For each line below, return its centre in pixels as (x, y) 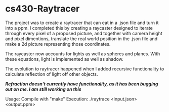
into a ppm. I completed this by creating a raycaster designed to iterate (79, 28)
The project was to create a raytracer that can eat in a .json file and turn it (82, 23)
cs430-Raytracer (43, 9)
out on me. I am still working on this (44, 89)
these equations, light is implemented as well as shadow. (65, 59)
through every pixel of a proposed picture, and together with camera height (84, 33)
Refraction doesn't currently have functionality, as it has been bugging (82, 84)
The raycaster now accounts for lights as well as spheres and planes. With (83, 54)
